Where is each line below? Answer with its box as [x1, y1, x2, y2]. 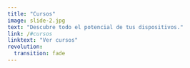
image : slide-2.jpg [7, 17, 66, 24]
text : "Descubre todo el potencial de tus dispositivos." [7, 23, 184, 30]
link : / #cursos [7, 30, 53, 38]
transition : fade [14, 50, 66, 57]
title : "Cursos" [7, 10, 56, 18]
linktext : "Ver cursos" [7, 37, 79, 44]
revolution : [7, 43, 43, 50]
